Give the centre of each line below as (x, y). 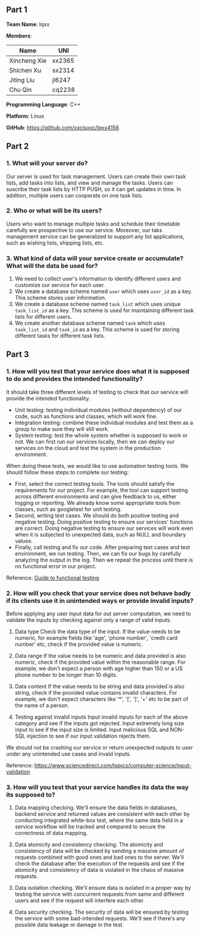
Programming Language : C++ (44, 104)
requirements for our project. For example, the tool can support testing (101, 490)
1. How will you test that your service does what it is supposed (98, 371)
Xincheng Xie (28, 60)
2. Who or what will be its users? (54, 211)
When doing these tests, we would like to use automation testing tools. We (97, 466)
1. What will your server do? (47, 164)
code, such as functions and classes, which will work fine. (86, 416)
